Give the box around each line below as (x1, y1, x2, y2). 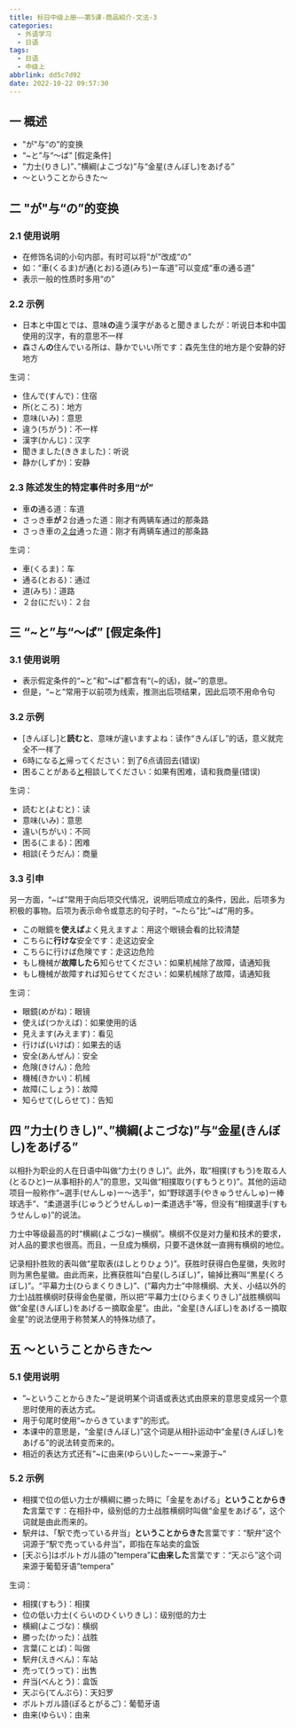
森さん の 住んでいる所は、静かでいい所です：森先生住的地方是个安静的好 (21, 342, 286, 353)
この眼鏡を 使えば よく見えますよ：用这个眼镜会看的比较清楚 (21, 924, 240, 934)
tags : (9, 46, 29, 55)
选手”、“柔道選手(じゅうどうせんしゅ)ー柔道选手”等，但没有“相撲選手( (16, 1198, 272, 1208)
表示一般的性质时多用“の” (21, 274, 115, 285)
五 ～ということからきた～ (9, 1342, 152, 1357)
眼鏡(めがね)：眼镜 (21, 1006, 91, 1016)
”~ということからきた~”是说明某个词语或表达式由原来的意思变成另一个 (21, 1393, 281, 1404)
